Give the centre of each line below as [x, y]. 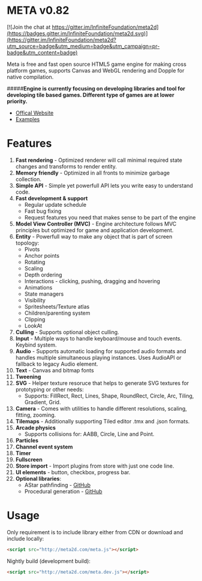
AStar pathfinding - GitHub [58, 485]
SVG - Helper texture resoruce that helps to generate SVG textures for [102, 383]
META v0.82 [38, 10]
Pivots [32, 249]
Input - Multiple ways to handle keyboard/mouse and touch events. [99, 338]
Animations [38, 287]
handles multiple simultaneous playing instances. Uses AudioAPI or [98, 357]
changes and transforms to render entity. [66, 166]
